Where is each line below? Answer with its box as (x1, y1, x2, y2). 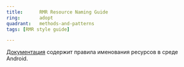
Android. (6, 55, 28, 62)
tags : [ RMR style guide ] (6, 26, 70, 33)
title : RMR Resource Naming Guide (6, 9, 109, 15)
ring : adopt (6, 15, 53, 21)
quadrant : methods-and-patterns (6, 20, 95, 26)
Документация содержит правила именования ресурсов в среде (6, 49, 178, 56)
